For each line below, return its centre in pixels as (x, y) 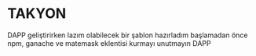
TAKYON (37, 14)
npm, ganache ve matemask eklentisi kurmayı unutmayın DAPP (109, 43)
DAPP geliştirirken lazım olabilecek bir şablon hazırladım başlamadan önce (128, 35)
